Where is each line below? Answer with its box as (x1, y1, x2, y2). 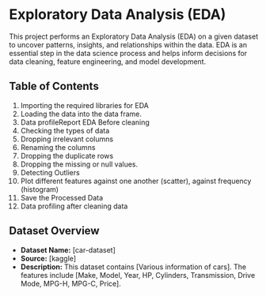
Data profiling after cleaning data (20, 201, 128, 211)
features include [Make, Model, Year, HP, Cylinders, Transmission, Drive (20, 270, 256, 279)
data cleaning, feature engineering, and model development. (9, 57, 207, 66)
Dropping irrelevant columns (20, 134, 114, 144)
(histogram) (20, 184, 59, 194)
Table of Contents (9, 80, 100, 93)
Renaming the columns (20, 142, 96, 152)
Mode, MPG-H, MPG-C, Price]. (20, 279, 121, 288)
